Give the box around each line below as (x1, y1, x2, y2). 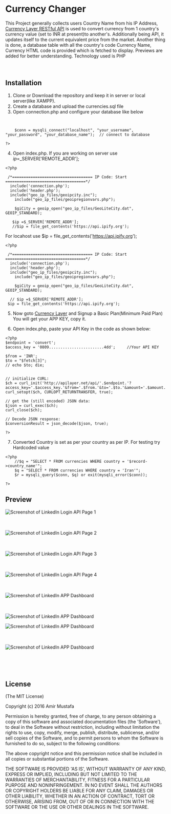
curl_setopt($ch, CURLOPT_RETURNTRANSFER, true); (5, 389, 114, 394)
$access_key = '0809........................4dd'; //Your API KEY (5, 345, 159, 350)
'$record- (126, 459, 147, 464)
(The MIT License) (5, 693, 45, 699)
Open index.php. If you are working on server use (12, 150, 118, 156)
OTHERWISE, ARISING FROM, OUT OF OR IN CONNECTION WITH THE (5, 799, 155, 805)
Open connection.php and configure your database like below (12, 108, 143, 115)
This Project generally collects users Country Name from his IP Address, (5, 20, 158, 26)
